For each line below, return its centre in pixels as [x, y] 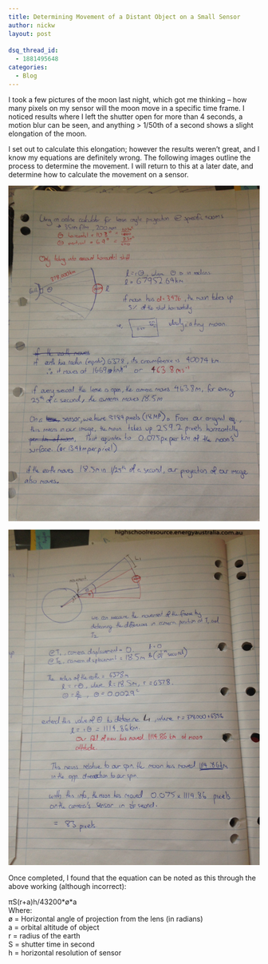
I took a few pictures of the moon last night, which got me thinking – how [128, 99]
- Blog [26, 76]
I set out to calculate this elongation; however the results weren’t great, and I [134, 149]
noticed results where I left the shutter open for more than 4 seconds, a [126, 117]
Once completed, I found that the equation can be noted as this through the [132, 878]
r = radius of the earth [45, 935]
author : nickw [32, 25]
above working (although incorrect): [67, 886]
